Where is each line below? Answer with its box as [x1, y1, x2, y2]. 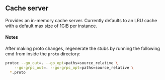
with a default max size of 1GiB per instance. [5, 23, 97, 29]
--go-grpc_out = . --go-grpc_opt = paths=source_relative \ [14, 65, 134, 70]
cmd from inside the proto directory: [5, 51, 80, 57]
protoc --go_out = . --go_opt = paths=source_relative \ [5, 60, 118, 66]
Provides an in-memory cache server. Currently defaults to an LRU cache [5, 17, 157, 23]
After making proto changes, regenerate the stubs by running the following [5, 45, 160, 52]
